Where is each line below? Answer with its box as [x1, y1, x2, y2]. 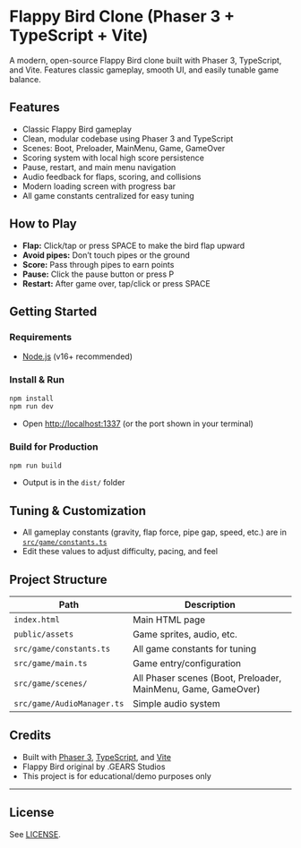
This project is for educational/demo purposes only [21, 770, 212, 781]
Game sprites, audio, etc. [133, 629, 237, 641]
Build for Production [9, 441, 99, 453]
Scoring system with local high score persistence [21, 152, 204, 163]
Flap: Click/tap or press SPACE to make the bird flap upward [21, 240, 245, 251]
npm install [9, 394, 54, 403]
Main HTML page [133, 613, 206, 626]
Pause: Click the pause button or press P [21, 269, 175, 279]
